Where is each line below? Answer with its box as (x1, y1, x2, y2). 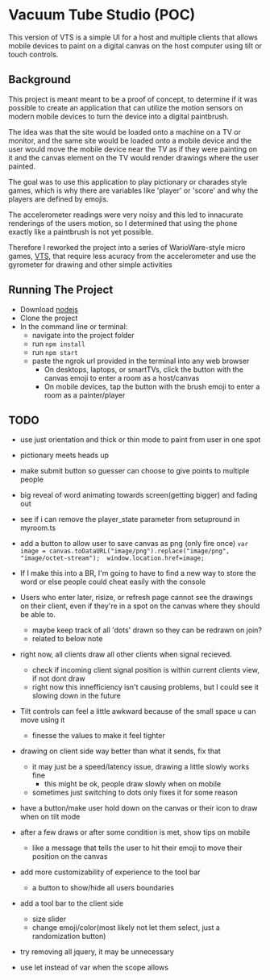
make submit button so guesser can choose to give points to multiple (19, 466, 250, 476)
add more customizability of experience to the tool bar (19, 867, 201, 877)
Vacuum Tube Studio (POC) (8, 6, 196, 24)
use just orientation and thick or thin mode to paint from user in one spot (19, 435, 261, 444)
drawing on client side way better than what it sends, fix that (19, 746, 222, 756)
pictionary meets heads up (19, 450, 110, 461)
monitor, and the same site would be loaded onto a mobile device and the (8, 136, 252, 145)
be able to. (19, 610, 56, 619)
